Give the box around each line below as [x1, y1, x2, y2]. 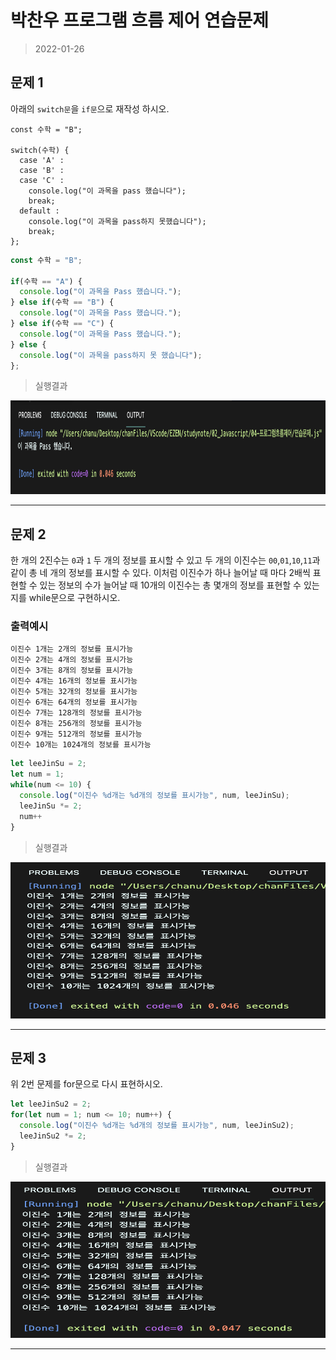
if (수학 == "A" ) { [10, 276, 83, 286]
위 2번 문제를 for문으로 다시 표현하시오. [10, 1078, 163, 1090]
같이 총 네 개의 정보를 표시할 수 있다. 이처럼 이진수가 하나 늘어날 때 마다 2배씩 [10, 567, 311, 579]
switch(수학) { [10, 145, 70, 155]
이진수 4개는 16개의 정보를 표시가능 [10, 676, 138, 686]
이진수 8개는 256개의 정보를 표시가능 [10, 719, 143, 729]
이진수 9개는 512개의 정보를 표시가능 [10, 729, 143, 740]
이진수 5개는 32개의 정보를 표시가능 [10, 687, 138, 697]
